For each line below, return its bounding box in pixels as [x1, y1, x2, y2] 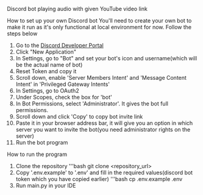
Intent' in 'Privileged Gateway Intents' [15, 80, 110, 88]
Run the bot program [15, 139, 68, 146]
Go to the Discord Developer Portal [15, 42, 104, 49]
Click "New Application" [15, 48, 77, 55]
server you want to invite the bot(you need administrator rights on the [15, 126, 191, 133]
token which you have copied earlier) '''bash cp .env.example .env [15, 175, 183, 182]
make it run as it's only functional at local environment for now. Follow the [7, 24, 191, 30]
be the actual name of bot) [15, 61, 83, 68]
